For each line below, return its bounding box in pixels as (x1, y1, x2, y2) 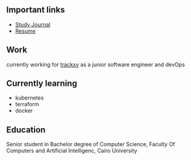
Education (6, 124, 46, 135)
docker (15, 107, 33, 114)
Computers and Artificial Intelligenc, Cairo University (6, 147, 138, 155)
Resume (15, 27, 36, 34)
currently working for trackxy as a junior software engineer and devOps (6, 60, 185, 68)
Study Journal (15, 21, 50, 28)
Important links (6, 5, 65, 15)
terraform (15, 101, 39, 108)
